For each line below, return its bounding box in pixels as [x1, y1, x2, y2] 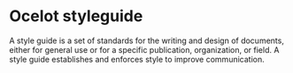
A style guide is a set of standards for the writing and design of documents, [9, 35, 285, 46]
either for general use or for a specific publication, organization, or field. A [9, 44, 280, 55]
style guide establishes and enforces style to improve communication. [9, 54, 265, 64]
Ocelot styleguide [9, 6, 143, 26]
